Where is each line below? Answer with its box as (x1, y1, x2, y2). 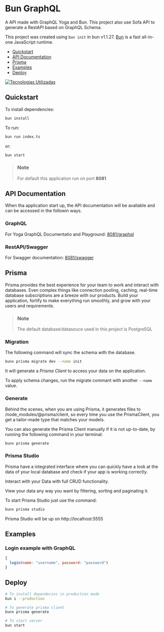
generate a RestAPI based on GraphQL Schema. (5, 24, 102, 30)
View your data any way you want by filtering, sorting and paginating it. (5, 488, 149, 494)
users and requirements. (5, 302, 55, 308)
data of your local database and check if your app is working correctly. (5, 468, 148, 474)
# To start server (5, 618, 43, 624)
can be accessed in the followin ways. (5, 208, 82, 214)
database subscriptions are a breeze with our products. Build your (5, 292, 139, 298)
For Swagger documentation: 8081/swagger (5, 255, 94, 261)
